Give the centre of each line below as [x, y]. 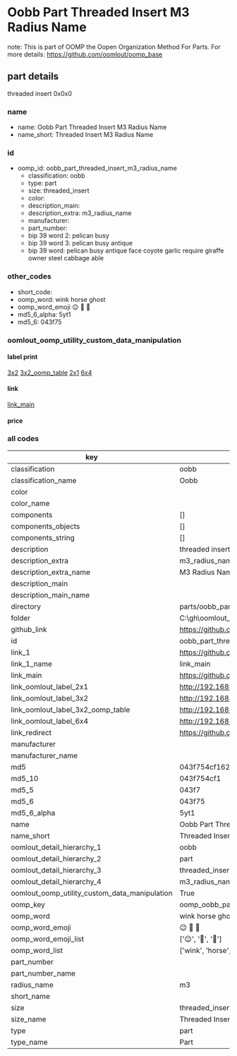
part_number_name [43, 973]
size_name [29, 1019]
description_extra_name [50, 572]
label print [23, 357]
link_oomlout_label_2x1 [50, 686]
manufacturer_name [44, 755]
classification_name [44, 480]
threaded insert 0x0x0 [40, 93]
